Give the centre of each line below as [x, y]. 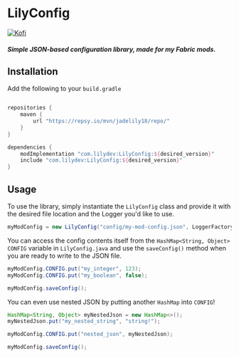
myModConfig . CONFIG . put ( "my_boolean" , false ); [78, 275]
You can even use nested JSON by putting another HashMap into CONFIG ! [111, 302]
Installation [33, 72]
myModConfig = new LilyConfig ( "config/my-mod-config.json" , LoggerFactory [121, 227]
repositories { [30, 108]
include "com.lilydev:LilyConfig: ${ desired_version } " [101, 160]
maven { [31, 115]
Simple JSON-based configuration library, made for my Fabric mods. [112, 49]
